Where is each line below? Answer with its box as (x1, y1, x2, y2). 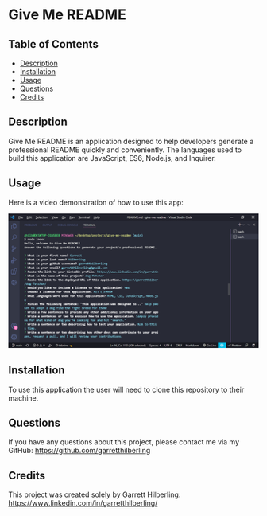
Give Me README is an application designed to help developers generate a (8, 136, 254, 146)
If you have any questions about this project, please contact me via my (8, 437, 240, 447)
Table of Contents (8, 37, 99, 51)
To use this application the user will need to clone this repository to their (8, 385, 245, 394)
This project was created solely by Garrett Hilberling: (8, 490, 181, 499)
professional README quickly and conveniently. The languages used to (8, 145, 242, 154)
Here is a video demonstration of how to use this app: (8, 197, 184, 207)
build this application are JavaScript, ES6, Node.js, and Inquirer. (8, 153, 216, 162)
